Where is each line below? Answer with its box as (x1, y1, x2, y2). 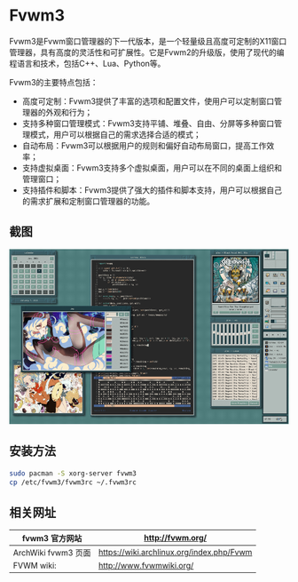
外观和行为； (45, 107, 93, 117)
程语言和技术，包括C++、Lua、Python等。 (9, 58, 166, 68)
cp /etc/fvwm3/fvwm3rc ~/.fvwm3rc (9, 478, 137, 487)
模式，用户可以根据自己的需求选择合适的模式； (29, 129, 201, 140)
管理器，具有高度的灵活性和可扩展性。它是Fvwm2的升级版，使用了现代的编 (9, 46, 285, 58)
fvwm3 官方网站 (21, 532, 82, 543)
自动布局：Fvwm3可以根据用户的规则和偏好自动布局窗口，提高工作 (21, 140, 267, 151)
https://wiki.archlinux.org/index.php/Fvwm (98, 547, 253, 558)
